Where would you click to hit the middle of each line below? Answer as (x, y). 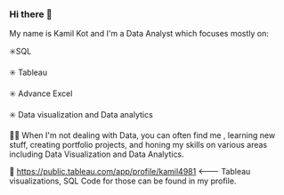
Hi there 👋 (31, 14)
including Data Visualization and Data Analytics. (97, 154)
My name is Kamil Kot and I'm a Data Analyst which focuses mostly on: (139, 34)
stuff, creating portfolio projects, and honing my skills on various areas (138, 145)
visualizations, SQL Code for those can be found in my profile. (123, 181)
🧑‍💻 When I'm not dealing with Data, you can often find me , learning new (142, 135)
